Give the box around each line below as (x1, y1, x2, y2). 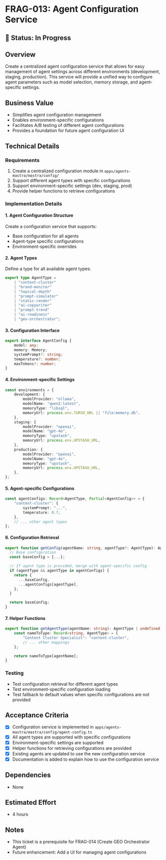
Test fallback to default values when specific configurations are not (12, 691, 150, 697)
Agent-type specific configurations (12, 238, 84, 244)
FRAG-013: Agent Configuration (5, 3, 139, 15)
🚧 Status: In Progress (5, 34, 71, 42)
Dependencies (5, 771, 51, 780)
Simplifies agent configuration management (12, 112, 102, 118)
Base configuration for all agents (12, 233, 79, 239)
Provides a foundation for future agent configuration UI (12, 127, 124, 134)
